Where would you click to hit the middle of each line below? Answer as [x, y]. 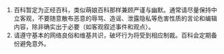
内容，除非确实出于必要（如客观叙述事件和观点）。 [84, 27]
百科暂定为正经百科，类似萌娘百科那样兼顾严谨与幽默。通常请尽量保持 [112, 10]
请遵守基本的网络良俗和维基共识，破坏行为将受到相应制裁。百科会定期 [112, 35]
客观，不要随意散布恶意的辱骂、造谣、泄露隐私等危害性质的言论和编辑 [118, 18]
